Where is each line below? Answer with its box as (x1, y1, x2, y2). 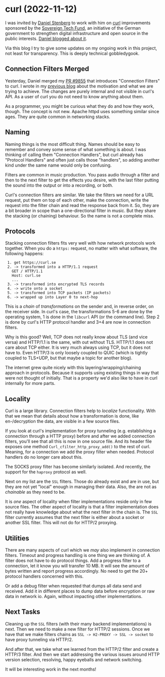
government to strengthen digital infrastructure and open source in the (5, 30, 149, 36)
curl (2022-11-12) (5, 3, 77, 15)
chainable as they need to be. (5, 489, 66, 495)
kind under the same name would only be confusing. (5, 162, 112, 168)
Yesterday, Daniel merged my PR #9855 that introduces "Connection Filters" (5, 78, 160, 84)
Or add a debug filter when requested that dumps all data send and (5, 583, 142, 589)
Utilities (5, 534, 30, 542)
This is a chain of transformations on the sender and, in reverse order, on (5, 303, 154, 309)
